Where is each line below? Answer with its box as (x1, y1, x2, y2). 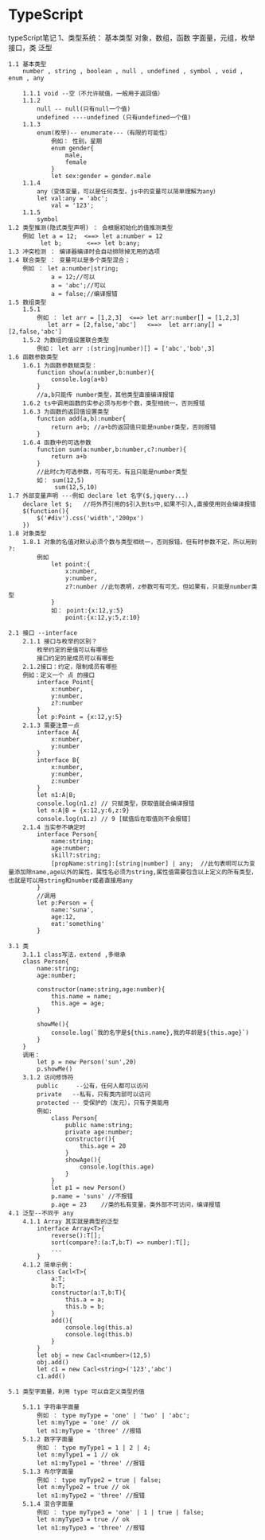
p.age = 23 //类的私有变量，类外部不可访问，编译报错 (50, 1200, 221, 1208)
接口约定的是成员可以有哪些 (37, 654, 114, 662)
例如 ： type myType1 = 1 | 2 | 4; (37, 1444, 151, 1452)
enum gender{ (50, 144, 94, 152)
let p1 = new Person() (50, 1184, 127, 1192)
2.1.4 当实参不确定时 (22, 823, 86, 831)
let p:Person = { (37, 899, 94, 907)
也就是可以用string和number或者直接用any (8, 877, 134, 885)
